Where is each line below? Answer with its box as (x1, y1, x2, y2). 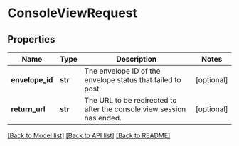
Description (116, 55, 157, 64)
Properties (7, 33, 55, 45)
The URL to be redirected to (84, 96, 177, 105)
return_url (11, 104, 46, 114)
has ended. (84, 113, 122, 123)
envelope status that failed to (84, 75, 181, 84)
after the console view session (84, 104, 186, 114)
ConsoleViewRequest (7, 5, 137, 21)
